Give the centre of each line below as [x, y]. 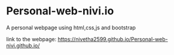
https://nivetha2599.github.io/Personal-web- [113, 39]
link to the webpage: [31, 39]
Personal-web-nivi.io [60, 11]
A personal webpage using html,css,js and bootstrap [71, 27]
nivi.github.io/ [23, 45]
